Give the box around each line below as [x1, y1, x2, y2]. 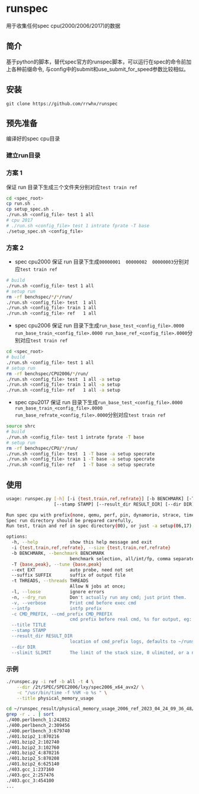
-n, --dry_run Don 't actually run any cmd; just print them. [11, 594, 187, 601]
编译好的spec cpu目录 [6, 135, 60, 142]
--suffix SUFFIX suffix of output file [11, 572, 126, 579]
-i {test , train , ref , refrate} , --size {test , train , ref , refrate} [11, 545, 171, 551]
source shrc [6, 423, 36, 429]
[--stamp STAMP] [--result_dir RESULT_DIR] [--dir [53, 501, 182, 507]
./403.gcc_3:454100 [6, 777, 54, 783]
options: [6, 533, 28, 540]
